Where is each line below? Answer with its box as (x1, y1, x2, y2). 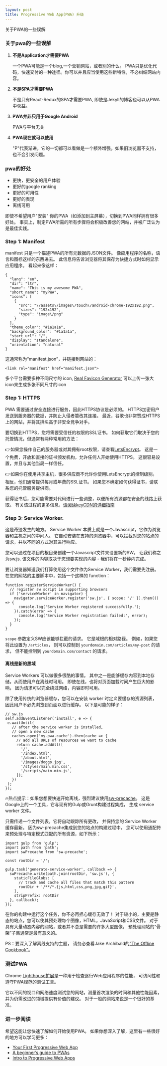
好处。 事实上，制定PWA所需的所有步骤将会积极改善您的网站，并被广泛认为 (5, 219, 160, 225)
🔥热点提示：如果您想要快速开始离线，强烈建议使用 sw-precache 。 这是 (5, 795, 150, 801)
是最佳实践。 (5, 225, 31, 231)
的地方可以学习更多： (5, 1034, 49, 1040)
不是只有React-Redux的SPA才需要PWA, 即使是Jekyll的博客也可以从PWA (12, 96, 160, 102)
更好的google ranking (12, 184, 57, 190)
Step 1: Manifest (5, 238, 45, 245)
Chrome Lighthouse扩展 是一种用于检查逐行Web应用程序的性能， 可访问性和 (5, 973, 161, 979)
